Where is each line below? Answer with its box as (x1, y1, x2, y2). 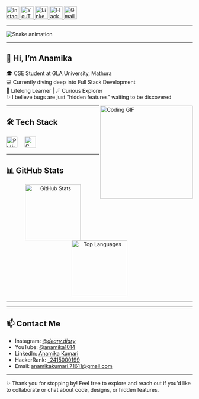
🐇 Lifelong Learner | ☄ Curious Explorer (6, 87, 103, 94)
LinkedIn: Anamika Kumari (14, 350, 79, 357)
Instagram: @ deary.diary (14, 337, 76, 344)
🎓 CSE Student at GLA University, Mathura (6, 70, 112, 77)
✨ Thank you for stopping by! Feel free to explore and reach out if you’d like (6, 380, 191, 387)
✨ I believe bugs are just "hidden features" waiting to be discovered (6, 93, 172, 100)
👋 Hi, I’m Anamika (6, 54, 72, 64)
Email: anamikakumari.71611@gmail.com (14, 363, 113, 370)
